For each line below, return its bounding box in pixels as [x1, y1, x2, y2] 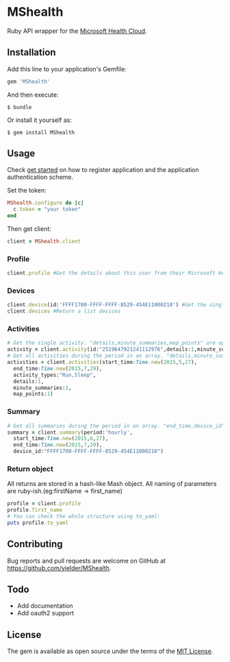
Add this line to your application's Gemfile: [7, 64, 127, 73]
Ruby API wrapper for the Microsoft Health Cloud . [7, 27, 147, 35]
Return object [7, 464, 53, 474]
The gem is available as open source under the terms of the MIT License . [7, 647, 214, 655]
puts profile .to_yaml [7, 519, 69, 526]
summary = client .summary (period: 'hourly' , [7, 429, 133, 436]
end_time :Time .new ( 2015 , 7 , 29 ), [13, 365, 103, 372]
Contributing [7, 539, 63, 550]
